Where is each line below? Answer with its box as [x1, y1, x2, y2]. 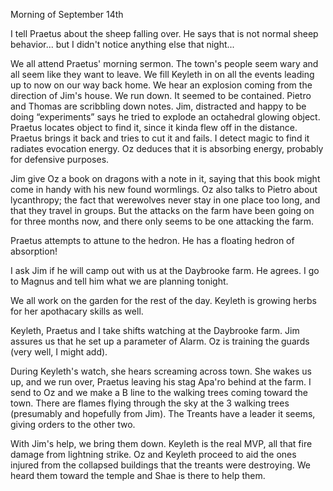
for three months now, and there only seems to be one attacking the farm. [10, 215, 315, 227]
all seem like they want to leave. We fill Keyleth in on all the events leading [10, 69, 315, 80]
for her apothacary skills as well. [10, 305, 144, 317]
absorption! [10, 245, 58, 257]
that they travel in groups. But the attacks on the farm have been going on [10, 205, 315, 216]
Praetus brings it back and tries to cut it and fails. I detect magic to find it [10, 132, 310, 144]
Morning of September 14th [10, 9, 124, 20]
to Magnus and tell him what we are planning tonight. [10, 275, 229, 287]
